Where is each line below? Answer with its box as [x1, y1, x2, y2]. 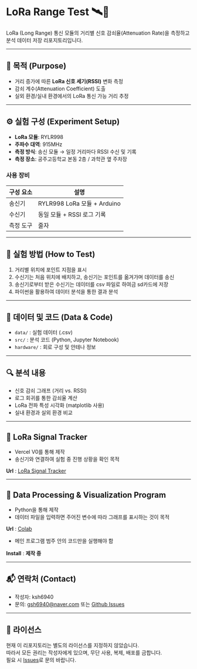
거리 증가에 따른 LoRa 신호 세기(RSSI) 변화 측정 [14, 77, 124, 84]
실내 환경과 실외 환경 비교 [14, 409, 73, 416]
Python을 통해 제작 [14, 506, 59, 513]
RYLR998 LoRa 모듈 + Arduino [38, 199, 121, 208]
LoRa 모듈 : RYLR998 [14, 133, 63, 140]
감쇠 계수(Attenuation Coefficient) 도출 [14, 85, 106, 92]
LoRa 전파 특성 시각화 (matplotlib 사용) [14, 402, 104, 409]
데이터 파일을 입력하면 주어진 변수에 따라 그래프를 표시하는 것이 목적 [14, 513, 170, 520]
